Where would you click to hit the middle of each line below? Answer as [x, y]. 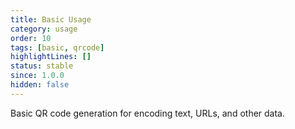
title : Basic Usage [51, 19]
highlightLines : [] [51, 57]
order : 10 [31, 38]
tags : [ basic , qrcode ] [57, 47]
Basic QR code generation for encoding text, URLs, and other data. [148, 113]
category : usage [44, 29]
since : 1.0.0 [37, 76]
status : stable [42, 66]
